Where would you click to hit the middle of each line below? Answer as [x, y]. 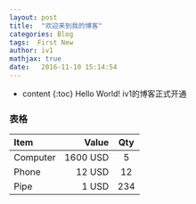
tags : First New [41, 42]
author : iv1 [31, 51]
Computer [35, 158]
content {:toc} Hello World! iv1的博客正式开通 [104, 94]
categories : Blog [41, 34]
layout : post [33, 17]
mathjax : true [36, 59]
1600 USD [86, 158]
